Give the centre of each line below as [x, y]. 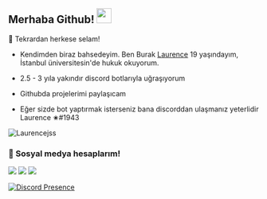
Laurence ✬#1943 [49, 117]
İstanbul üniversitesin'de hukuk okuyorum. [89, 62]
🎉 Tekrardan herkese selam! [54, 39]
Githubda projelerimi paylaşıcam [73, 93]
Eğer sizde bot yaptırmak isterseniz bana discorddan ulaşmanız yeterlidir [139, 109]
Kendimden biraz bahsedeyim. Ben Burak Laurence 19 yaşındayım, [129, 54]
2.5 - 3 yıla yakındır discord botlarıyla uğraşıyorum [102, 78]
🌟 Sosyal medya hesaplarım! [65, 154]
